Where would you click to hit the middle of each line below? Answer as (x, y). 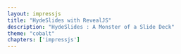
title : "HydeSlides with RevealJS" (60, 20)
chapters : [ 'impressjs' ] (44, 40)
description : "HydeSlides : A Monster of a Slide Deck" (91, 27)
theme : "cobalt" (31, 33)
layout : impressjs (34, 14)
